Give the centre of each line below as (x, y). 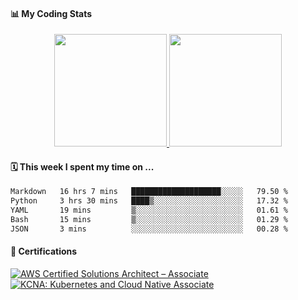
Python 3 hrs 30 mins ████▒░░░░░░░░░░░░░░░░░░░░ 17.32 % (149, 201)
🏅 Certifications (44, 251)
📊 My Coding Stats (51, 13)
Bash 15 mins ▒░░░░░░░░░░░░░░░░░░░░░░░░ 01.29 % (149, 220)
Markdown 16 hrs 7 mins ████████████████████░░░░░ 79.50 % (149, 192)
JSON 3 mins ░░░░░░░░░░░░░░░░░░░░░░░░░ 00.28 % (149, 229)
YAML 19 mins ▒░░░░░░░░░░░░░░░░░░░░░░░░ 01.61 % (149, 210)
